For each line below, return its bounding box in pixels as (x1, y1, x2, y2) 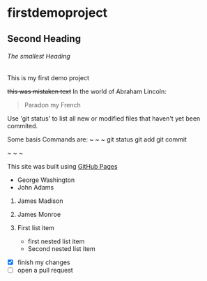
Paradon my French (24, 100, 82, 109)
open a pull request (17, 266, 73, 274)
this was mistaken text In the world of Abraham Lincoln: (7, 87, 167, 96)
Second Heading (7, 33, 82, 45)
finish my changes (17, 258, 71, 266)
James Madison (17, 197, 63, 205)
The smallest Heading (7, 52, 71, 61)
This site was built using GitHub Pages (7, 162, 118, 170)
